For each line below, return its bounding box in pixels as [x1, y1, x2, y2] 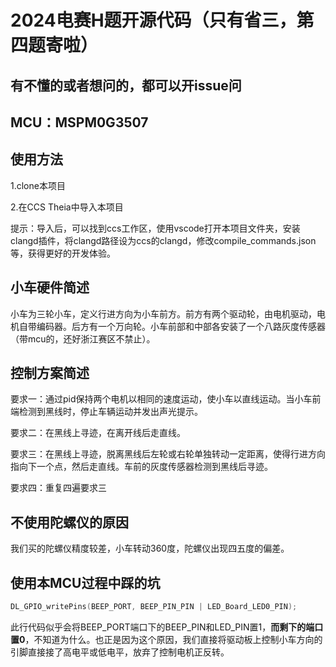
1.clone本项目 [10, 179, 66, 191]
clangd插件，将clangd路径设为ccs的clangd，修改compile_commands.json [10, 234, 317, 246]
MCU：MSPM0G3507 [10, 114, 149, 131]
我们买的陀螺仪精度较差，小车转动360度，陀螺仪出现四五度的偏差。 [10, 542, 290, 555]
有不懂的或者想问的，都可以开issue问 [10, 77, 242, 94]
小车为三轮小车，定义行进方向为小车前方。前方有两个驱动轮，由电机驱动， [10, 307, 317, 320]
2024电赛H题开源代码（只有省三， [10, 9, 297, 32]
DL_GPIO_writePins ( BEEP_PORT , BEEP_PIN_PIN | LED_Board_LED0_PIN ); [10, 602, 298, 612]
